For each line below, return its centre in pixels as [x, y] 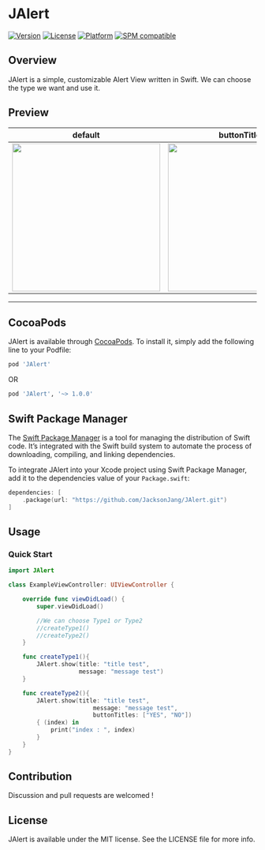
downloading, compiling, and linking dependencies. [92, 454]
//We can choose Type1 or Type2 [90, 620]
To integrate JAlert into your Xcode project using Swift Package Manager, [127, 470]
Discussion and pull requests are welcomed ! [81, 796]
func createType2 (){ [56, 693]
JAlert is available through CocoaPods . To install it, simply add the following [131, 342]
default [86, 135]
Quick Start [30, 554]
